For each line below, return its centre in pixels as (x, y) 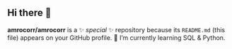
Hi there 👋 (29, 13)
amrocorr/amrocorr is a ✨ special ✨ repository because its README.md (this (116, 29)
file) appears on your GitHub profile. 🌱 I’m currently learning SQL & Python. (116, 37)
